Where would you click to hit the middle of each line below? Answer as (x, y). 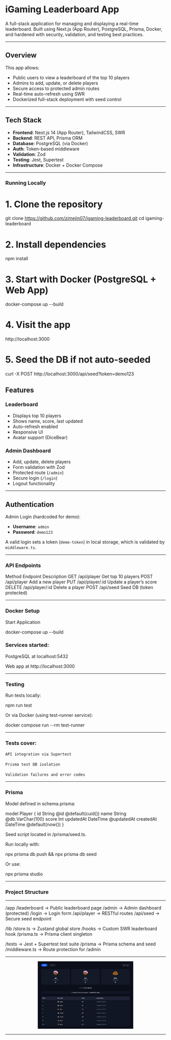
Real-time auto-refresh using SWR (49, 94)
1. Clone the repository (54, 204)
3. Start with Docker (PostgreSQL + (81, 279)
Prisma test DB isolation (33, 765)
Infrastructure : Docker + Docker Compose (58, 165)
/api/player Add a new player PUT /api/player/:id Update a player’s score (81, 582)
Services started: (27, 645)
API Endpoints (23, 565)
